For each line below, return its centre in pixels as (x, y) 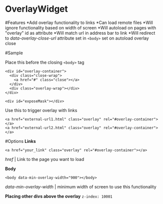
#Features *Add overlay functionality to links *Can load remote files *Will (79, 23)
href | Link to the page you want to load (45, 159)
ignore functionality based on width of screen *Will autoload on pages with (81, 27)
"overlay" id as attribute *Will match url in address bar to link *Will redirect (80, 33)
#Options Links (20, 141)
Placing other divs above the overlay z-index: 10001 (59, 196)
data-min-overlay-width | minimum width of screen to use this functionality (81, 186)
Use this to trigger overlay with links (41, 110)
